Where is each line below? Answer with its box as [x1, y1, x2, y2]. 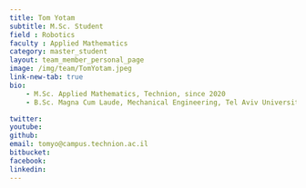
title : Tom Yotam [9, 13, 76, 23]
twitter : [9, 114, 43, 124]
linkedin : [9, 164, 47, 173]
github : [9, 131, 39, 141]
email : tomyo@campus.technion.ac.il [9, 140, 148, 149]
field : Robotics [9, 30, 76, 39]
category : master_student [9, 47, 107, 56]
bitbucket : [9, 148, 51, 157]
